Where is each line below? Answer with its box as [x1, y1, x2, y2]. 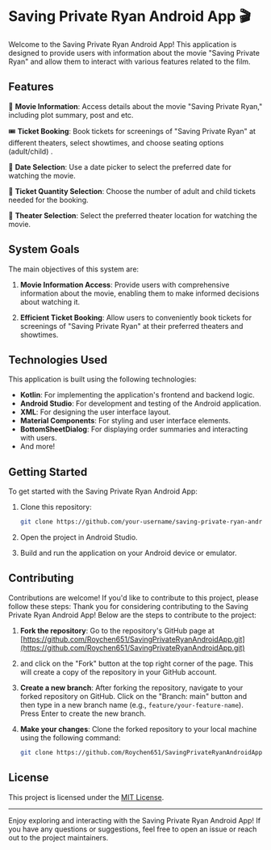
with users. [19, 433, 57, 443]
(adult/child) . [8, 146, 53, 156]
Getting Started [8, 465, 88, 478]
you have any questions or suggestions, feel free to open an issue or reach [8, 824, 257, 834]
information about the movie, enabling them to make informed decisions [19, 288, 260, 298]
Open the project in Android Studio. [19, 532, 139, 542]
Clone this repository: [19, 503, 92, 512]
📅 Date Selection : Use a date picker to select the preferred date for [8, 162, 232, 171]
